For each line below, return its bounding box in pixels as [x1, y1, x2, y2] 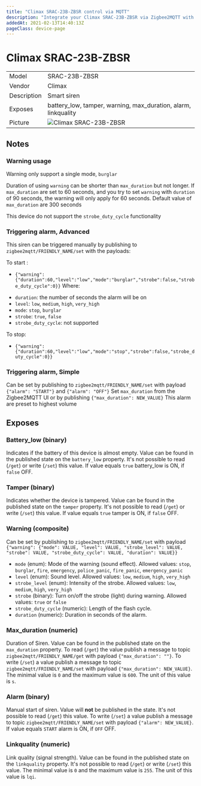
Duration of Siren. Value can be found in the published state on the [6, 639, 170, 647]
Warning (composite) [6, 525, 69, 533]
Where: [62, 282, 80, 290]
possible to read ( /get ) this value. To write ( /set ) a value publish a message [6, 712, 193, 720]
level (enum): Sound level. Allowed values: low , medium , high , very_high [14, 572, 191, 580]
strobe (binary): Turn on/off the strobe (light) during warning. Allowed [14, 592, 187, 599]
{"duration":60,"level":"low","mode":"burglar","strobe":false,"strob [14, 277, 195, 283]
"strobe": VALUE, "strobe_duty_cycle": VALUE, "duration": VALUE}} [6, 550, 178, 556]
